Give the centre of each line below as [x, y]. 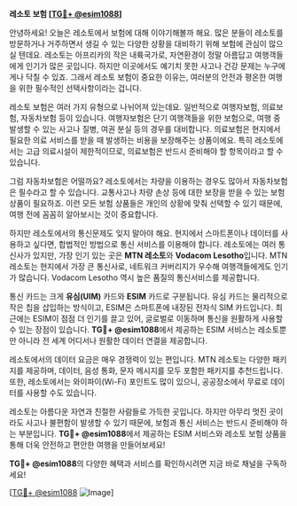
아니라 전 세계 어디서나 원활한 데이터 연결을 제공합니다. [113, 341]
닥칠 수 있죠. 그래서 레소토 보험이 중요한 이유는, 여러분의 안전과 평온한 [146, 77]
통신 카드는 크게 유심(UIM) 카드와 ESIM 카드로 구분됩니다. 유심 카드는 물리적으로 [148, 296]
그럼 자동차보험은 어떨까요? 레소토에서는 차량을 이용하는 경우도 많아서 [129, 181]
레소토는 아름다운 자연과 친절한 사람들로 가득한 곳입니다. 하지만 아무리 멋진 [138, 412]
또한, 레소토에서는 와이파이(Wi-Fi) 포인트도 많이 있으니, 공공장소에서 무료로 [139, 381]
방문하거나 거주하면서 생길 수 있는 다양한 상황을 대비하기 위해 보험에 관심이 [138, 44]
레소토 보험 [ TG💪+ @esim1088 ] [66, 14]
